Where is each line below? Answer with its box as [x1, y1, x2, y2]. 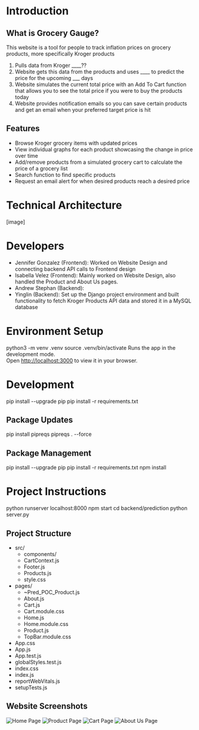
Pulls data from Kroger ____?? [14, 62, 87, 69]
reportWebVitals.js [14, 677, 61, 685]
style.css [23, 576, 46, 583]
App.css [14, 639, 36, 646]
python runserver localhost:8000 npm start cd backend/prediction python [6, 505, 188, 512]
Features [6, 124, 40, 134]
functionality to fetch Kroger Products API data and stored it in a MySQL [14, 297, 192, 304]
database [14, 303, 38, 310]
